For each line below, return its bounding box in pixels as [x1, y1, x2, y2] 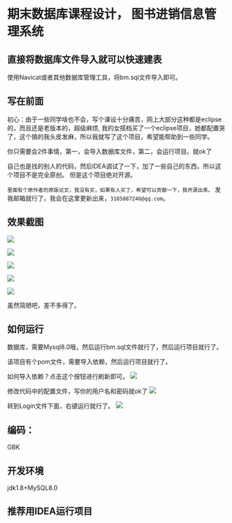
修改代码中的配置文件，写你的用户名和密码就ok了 [7, 387, 148, 395]
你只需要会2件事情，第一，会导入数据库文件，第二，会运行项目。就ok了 [7, 147, 213, 155]
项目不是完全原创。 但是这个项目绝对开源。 [12, 171, 136, 179]
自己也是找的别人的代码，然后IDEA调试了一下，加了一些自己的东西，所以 [7, 162, 215, 170]
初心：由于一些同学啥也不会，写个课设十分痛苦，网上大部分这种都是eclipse [7, 115, 222, 123]
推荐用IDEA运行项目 [7, 506, 93, 517]
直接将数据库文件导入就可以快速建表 [7, 53, 162, 65]
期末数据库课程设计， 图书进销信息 [7, 6, 204, 22]
